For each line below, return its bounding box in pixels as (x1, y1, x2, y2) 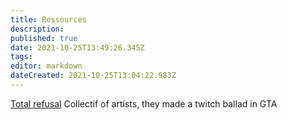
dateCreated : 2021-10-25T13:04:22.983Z (10, 71, 177, 81)
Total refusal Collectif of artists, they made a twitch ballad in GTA (10, 97, 278, 110)
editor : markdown (10, 61, 83, 71)
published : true (10, 33, 78, 43)
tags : (10, 52, 33, 62)
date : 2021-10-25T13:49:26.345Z (10, 42, 145, 53)
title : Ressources (10, 14, 87, 25)
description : (10, 24, 65, 34)
